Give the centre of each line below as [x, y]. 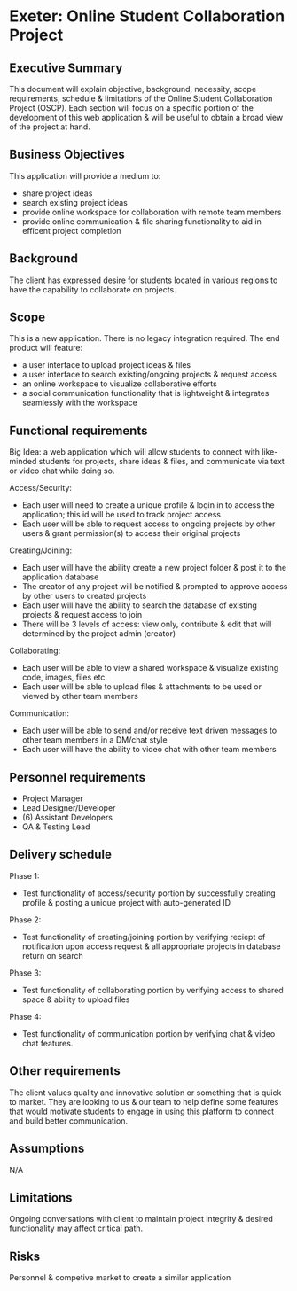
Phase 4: [25, 1016]
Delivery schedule [61, 855]
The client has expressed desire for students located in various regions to [144, 280]
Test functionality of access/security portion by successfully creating [148, 893]
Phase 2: [25, 920]
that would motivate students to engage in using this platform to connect [142, 1111]
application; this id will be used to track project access [121, 515]
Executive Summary [66, 68]
